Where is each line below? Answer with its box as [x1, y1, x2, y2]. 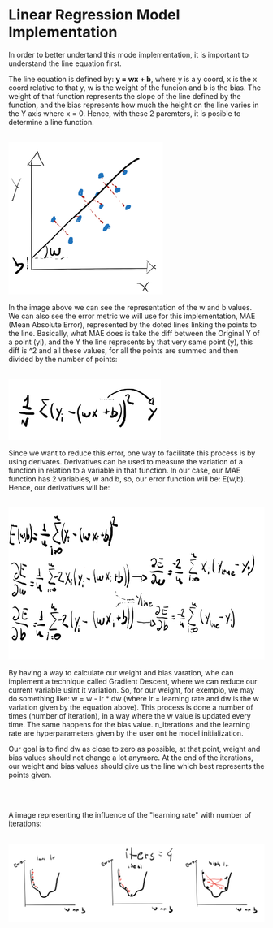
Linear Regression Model [8, 6, 180, 24]
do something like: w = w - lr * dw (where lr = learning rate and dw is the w [8, 693, 260, 703]
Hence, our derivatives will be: [8, 482, 110, 492]
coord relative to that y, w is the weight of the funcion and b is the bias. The [8, 83, 262, 93]
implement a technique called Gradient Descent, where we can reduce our [8, 676, 258, 686]
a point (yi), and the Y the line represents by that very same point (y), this [8, 337, 253, 347]
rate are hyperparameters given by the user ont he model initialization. [8, 728, 244, 738]
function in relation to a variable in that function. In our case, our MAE [8, 465, 241, 475]
